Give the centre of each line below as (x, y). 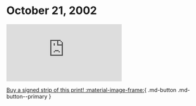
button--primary (27, 96)
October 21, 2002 (52, 11)
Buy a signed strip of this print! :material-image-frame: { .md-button (92, 90)
